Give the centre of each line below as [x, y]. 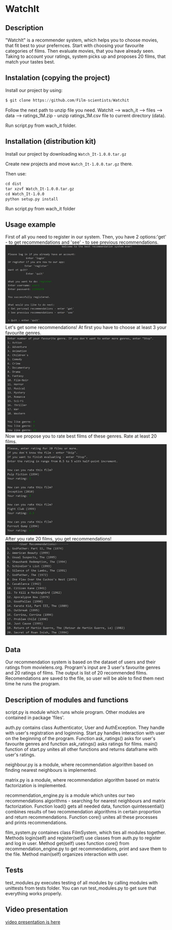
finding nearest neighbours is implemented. [51, 770]
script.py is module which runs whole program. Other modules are [75, 712]
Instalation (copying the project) [58, 78]
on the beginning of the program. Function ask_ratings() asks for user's [80, 739]
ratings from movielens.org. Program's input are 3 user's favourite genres [83, 667]
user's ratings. [20, 755]
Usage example [31, 224]
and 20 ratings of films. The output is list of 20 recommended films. [77, 673]
